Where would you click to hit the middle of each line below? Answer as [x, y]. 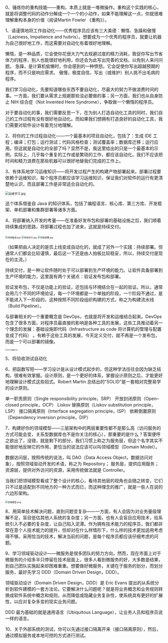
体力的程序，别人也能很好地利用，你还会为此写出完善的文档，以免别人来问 [82, 60]
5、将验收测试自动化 [26, 358]
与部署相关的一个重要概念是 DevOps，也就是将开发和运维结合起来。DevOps [83, 316]
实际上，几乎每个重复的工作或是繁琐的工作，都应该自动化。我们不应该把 [88, 155]
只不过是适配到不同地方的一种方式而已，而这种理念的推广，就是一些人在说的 [84, 487]
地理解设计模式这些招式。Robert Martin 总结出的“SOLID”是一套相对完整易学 [83, 382]
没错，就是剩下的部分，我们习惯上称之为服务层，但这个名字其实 [92, 441]
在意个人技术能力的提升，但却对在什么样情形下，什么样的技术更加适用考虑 [86, 530]
